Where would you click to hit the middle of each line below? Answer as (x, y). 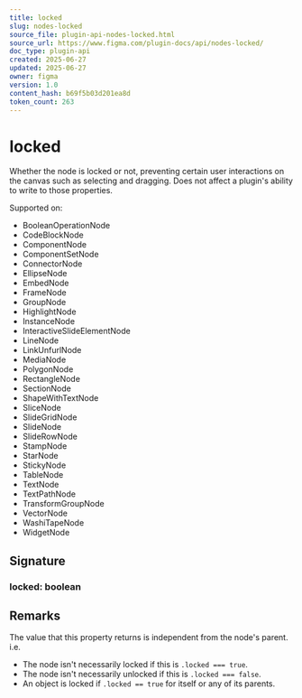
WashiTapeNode (53, 523)
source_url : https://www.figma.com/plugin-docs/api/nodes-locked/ (137, 43)
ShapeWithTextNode (60, 398)
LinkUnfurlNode (52, 350)
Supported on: (36, 208)
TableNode (43, 475)
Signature (37, 561)
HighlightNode (49, 312)
